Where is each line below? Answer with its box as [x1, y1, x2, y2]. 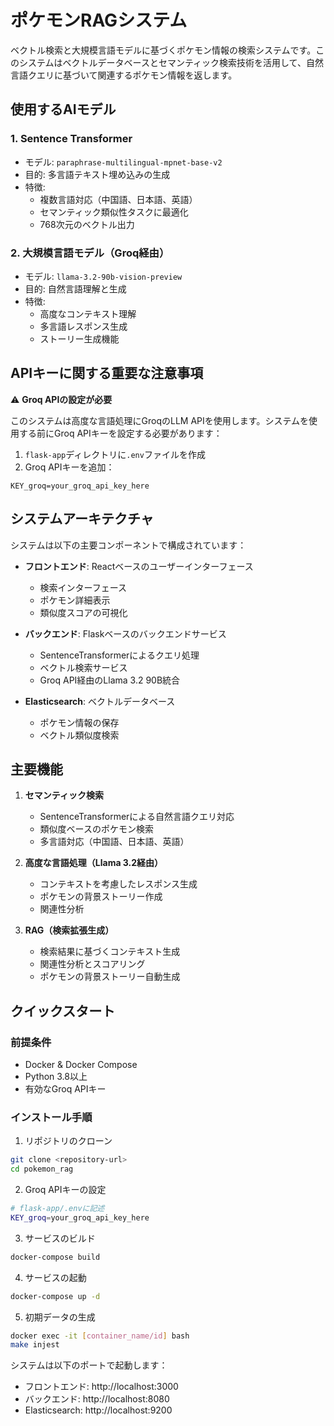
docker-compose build [10, 1252, 101, 1262]
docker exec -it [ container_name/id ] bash [10, 1331, 190, 1341]
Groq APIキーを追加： [24, 461, 115, 473]
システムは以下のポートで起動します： [10, 1359, 168, 1371]
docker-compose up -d [10, 1291, 101, 1301]
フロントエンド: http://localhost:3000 [24, 1381, 179, 1393]
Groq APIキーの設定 [24, 1184, 107, 1196]
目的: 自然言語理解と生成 [24, 282, 127, 295]
